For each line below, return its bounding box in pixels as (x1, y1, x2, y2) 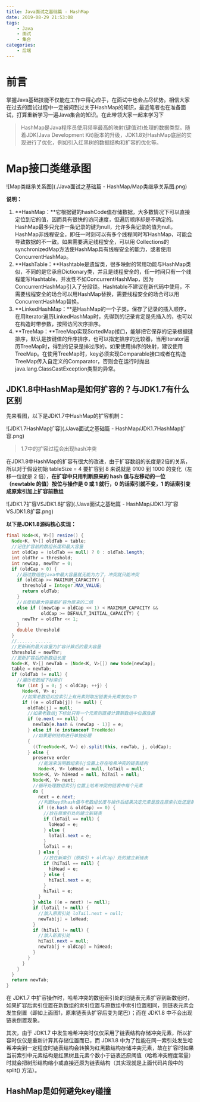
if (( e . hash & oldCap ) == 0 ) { (37, 805, 116, 811)
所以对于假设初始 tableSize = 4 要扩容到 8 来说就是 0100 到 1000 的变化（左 (6, 466, 192, 473)
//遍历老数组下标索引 (17, 677, 62, 683)
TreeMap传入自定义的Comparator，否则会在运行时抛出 (14, 357, 150, 365)
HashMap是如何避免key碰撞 (6, 1086, 111, 1096)
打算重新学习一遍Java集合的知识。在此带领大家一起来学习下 (16, 111, 164, 118)
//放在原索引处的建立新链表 (43, 810, 102, 816)
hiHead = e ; (48, 866, 79, 872)
